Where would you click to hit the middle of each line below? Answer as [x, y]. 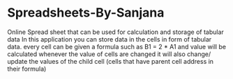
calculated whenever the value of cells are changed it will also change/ [109, 54]
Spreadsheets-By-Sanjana [86, 13]
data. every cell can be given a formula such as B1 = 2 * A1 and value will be [117, 46]
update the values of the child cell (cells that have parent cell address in [111, 61]
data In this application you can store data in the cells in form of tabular [110, 39]
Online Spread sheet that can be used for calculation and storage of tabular [116, 32]
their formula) [27, 69]
